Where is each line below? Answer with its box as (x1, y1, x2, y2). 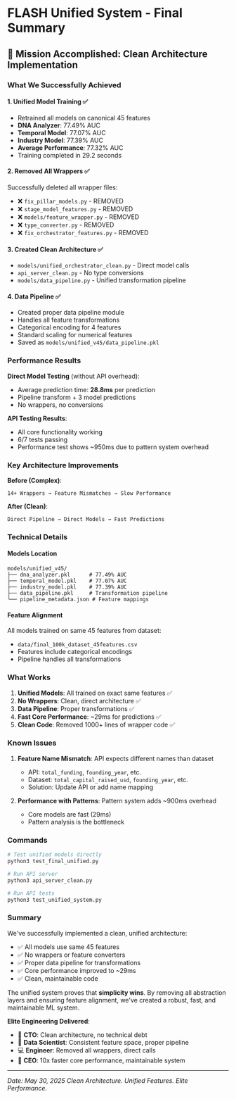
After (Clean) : (7, 502, 48, 510)
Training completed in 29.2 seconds (17, 151, 122, 159)
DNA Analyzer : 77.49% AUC (17, 121, 100, 130)
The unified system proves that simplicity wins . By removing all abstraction (7, 988, 226, 997)
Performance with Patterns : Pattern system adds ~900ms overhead (17, 796, 216, 805)
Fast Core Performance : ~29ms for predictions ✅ (17, 712, 162, 721)
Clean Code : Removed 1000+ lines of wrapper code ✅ (17, 720, 176, 729)
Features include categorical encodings (17, 648, 132, 656)
